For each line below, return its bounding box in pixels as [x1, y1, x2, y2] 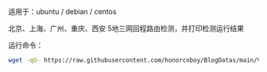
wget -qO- [8, 56, 41, 64]
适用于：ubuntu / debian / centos [8, 7, 117, 16]
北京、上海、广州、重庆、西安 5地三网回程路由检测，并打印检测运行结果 [8, 24, 245, 33]
